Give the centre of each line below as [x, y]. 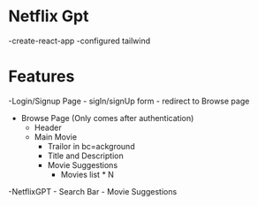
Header [48, 127]
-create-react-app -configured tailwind [80, 41]
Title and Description [86, 156]
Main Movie [55, 137]
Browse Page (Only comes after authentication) [107, 118]
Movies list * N [87, 174]
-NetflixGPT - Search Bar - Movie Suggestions [93, 191]
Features [42, 76]
